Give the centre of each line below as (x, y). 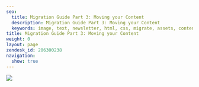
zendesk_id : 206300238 (34, 50)
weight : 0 (18, 39)
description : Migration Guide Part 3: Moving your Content (86, 22)
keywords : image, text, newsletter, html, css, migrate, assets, (94, 28)
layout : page (22, 45)
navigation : (21, 56)
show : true (25, 61)
